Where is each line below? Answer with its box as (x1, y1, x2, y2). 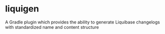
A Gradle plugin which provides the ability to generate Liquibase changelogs (5, 19, 160, 25)
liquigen (5, 3, 39, 14)
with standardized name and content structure (5, 24, 99, 30)
